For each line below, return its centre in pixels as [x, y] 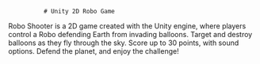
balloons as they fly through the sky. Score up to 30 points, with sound [124, 43]
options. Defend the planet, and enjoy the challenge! [94, 51]
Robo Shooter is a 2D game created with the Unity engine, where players [127, 26]
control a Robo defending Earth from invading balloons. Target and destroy [130, 34]
